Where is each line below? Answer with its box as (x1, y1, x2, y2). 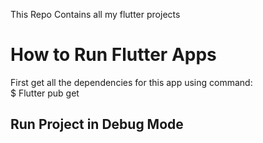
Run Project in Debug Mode (10, 116, 184, 133)
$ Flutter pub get (10, 87, 80, 99)
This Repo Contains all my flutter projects (10, 9, 181, 20)
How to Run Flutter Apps (10, 44, 217, 66)
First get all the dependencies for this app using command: (10, 76, 253, 88)
